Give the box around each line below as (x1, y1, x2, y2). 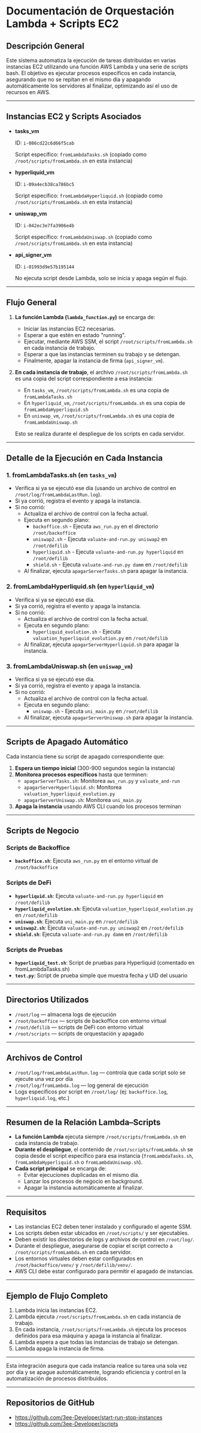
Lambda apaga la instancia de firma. (14, 1345, 105, 1352)
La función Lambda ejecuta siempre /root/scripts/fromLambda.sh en (14, 1133, 187, 1140)
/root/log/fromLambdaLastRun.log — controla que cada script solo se (14, 1069, 186, 1076)
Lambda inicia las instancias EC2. (14, 1306, 98, 1314)
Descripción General (6, 41, 85, 51)
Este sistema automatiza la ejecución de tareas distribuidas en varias (6, 57, 176, 64)
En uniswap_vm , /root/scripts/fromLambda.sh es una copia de (23, 412, 175, 419)
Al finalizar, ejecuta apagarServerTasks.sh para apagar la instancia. (23, 567, 188, 575)
